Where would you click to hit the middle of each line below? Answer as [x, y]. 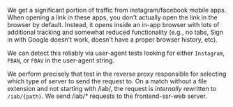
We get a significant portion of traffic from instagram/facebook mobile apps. [117, 10]
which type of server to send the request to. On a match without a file [107, 81]
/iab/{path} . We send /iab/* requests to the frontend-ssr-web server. [107, 96]
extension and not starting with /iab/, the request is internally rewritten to [112, 89]
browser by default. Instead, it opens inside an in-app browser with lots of [113, 25]
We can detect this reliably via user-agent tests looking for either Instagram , [116, 53]
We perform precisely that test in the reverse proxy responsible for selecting [117, 74]
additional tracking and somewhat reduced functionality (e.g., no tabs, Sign [115, 32]
